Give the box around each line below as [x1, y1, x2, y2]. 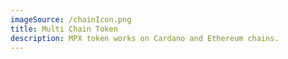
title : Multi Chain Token [10, 24, 118, 34]
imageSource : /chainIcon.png [10, 14, 132, 25]
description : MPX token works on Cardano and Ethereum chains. [10, 33, 280, 43]
